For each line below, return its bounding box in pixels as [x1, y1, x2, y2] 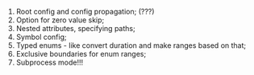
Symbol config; [15, 32, 67, 41]
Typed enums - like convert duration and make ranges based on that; [15, 41, 247, 50]
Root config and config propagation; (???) [15, 7, 155, 16]
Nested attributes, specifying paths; [15, 24, 135, 33]
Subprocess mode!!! [15, 57, 83, 67]
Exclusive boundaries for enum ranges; [15, 49, 147, 58]
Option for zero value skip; [15, 15, 105, 25]
